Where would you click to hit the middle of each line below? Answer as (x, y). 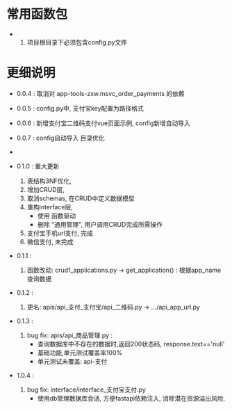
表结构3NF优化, (49, 181)
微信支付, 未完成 (50, 241)
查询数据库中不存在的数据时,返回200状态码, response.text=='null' (131, 344)
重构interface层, (50, 207)
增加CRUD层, (46, 189)
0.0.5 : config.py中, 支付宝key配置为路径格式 (80, 108)
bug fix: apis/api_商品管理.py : (69, 335)
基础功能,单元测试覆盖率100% (80, 353)
